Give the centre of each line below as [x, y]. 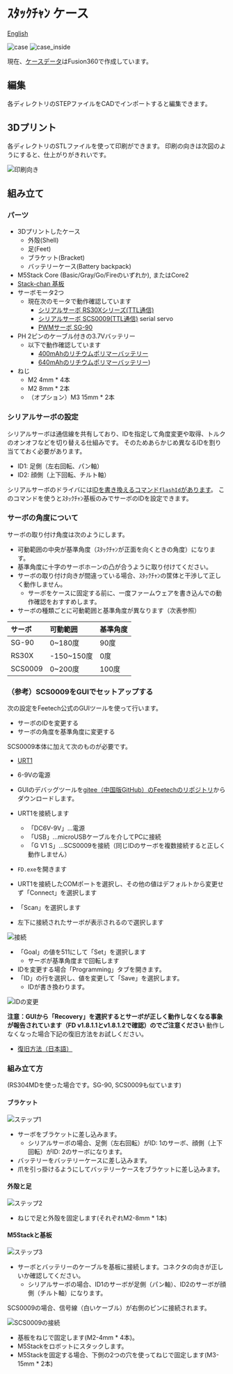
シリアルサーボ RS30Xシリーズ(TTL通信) [96, 310]
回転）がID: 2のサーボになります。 [77, 1151]
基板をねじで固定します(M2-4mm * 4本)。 [78, 1338]
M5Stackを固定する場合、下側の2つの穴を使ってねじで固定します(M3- [118, 1355]
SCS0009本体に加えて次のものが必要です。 [70, 747]
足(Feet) [39, 249]
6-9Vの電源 [34, 775]
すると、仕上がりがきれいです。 [65, 154]
